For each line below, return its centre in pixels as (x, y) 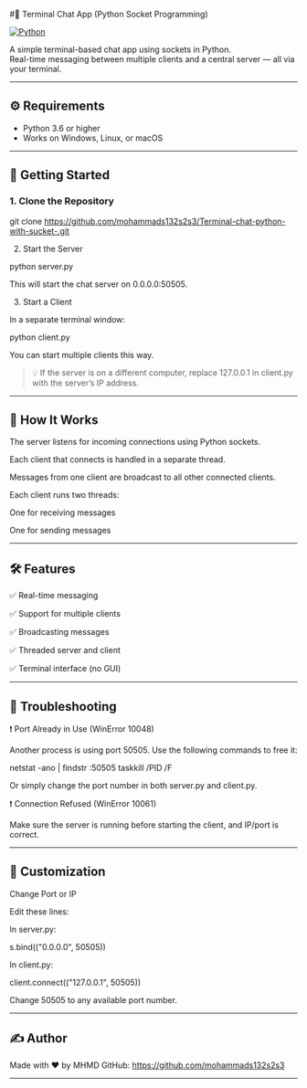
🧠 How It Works (54, 420)
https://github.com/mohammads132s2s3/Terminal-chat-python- (165, 221)
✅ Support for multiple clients (65, 614)
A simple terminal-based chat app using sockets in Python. (120, 49)
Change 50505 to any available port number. (94, 999)
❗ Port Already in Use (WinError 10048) (82, 729)
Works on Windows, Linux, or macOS (93, 138)
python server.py (42, 266)
